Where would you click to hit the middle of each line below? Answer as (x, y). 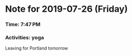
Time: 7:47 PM (23, 25)
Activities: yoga (25, 38)
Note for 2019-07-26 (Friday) (66, 9)
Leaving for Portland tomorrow (37, 48)
